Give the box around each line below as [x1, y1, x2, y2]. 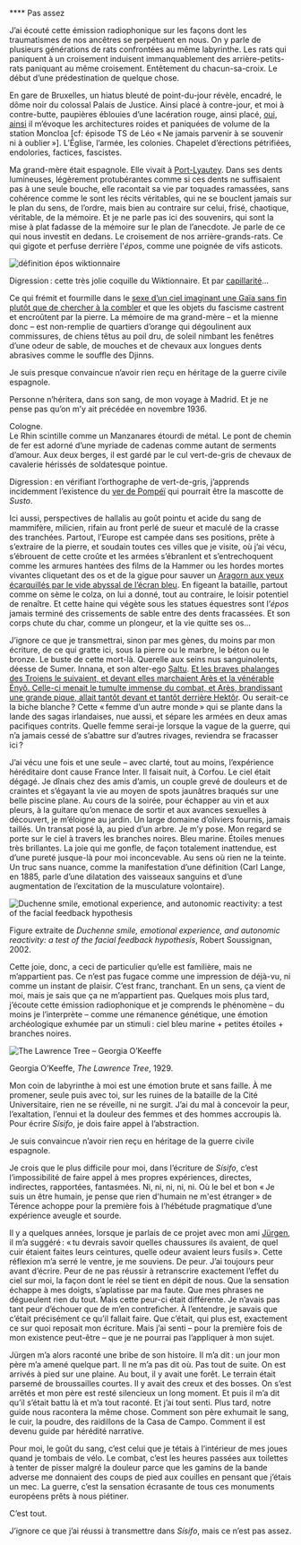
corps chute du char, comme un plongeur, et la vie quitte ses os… [9, 617, 252, 628]
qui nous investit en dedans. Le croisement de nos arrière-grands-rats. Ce [9, 231, 284, 241]
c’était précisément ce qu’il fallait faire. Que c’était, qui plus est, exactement [9, 1313, 288, 1324]
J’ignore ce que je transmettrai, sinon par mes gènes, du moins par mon [9, 635, 276, 645]
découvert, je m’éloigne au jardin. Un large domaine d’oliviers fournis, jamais [9, 815, 291, 824]
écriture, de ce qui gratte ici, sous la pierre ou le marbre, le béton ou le [9, 644, 270, 655]
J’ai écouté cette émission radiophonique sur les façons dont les [9, 25, 247, 35]
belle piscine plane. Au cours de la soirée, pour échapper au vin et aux [9, 795, 270, 806]
